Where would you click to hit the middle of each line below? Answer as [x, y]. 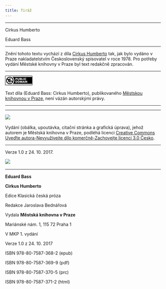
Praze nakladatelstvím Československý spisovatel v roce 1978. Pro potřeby [81, 59]
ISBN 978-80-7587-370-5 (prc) [37, 272]
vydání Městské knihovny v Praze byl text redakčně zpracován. [69, 64]
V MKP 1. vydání [21, 234]
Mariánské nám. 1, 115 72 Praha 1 [38, 224]
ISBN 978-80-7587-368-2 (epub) [39, 253]
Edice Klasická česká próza [33, 196]
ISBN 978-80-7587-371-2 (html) [38, 282]
